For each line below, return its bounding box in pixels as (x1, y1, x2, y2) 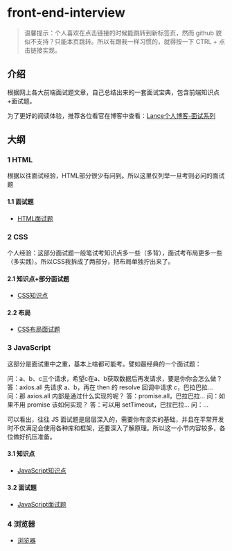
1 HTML (7, 155, 33, 164)
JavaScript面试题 (17, 500, 67, 509)
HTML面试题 (17, 214, 53, 223)
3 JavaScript (7, 343, 51, 353)
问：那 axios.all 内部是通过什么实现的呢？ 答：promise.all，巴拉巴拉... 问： (7, 391, 220, 400)
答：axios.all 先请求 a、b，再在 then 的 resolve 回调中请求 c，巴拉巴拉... (7, 383, 213, 391)
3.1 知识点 (7, 450, 35, 458)
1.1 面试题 (7, 198, 34, 206)
